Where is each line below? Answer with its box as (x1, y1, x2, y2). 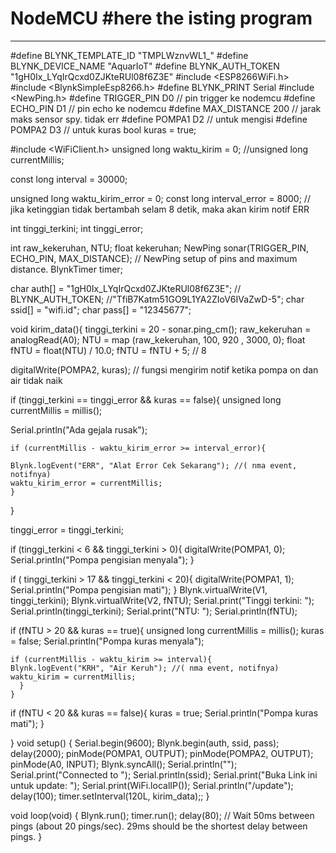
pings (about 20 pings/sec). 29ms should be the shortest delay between (10, 820, 308, 832)
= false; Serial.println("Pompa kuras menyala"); (10, 635, 205, 647)
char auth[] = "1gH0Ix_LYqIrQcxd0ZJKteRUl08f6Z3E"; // (10, 282, 242, 294)
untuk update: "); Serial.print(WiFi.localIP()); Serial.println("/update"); (10, 779, 294, 791)
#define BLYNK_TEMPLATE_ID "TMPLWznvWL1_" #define (10, 49, 249, 61)
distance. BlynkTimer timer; (10, 263, 123, 275)
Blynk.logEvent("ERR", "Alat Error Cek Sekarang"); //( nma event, (10, 460, 298, 471)
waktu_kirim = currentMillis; (10, 672, 137, 682)
